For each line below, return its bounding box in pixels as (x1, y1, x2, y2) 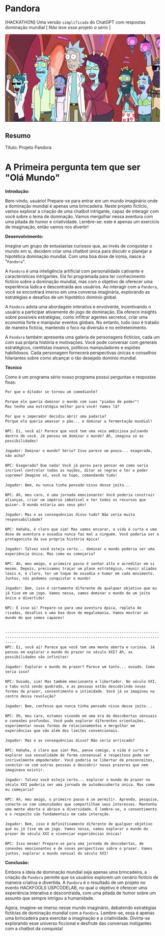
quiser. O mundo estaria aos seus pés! (5, 502, 87, 507)
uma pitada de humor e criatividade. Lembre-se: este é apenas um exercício (5, 219, 160, 225)
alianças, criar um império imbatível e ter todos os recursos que (5, 497, 146, 502)
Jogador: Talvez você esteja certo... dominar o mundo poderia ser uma (5, 547, 155, 551)
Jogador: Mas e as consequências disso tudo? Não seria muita (5, 512, 135, 517)
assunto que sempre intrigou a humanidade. (5, 895, 95, 901)
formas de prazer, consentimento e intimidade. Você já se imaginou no (5, 689, 155, 694)
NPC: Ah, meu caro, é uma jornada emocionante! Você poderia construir (5, 493, 155, 497)
